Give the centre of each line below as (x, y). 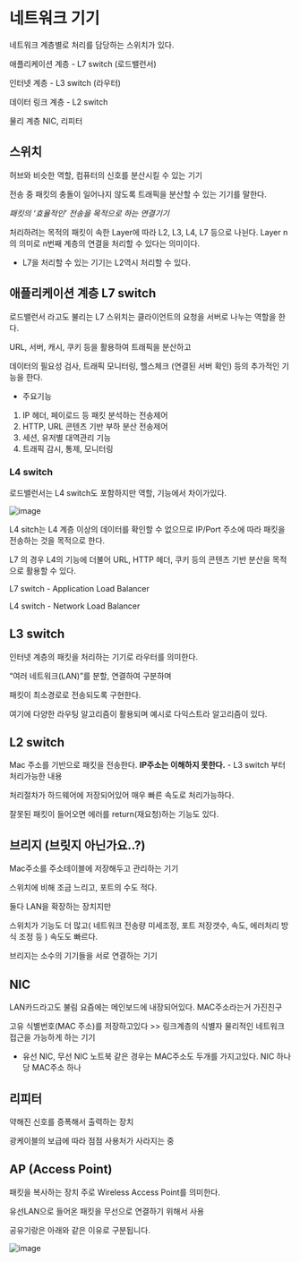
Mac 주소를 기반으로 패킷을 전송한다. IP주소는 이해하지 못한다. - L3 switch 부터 (148, 765)
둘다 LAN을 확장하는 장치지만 (60, 907)
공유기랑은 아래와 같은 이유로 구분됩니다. (80, 1230)
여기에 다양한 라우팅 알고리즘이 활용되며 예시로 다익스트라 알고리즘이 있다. (138, 713)
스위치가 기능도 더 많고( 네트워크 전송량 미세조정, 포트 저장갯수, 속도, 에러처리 (144, 925)
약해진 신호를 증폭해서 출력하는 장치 (72, 1121)
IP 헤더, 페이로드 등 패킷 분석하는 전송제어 (95, 415)
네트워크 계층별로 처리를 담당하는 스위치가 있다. (92, 45)
